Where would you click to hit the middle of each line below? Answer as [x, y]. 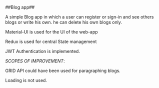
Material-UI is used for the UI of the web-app [52, 32]
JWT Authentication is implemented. [42, 51]
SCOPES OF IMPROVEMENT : [35, 61]
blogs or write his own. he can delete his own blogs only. [64, 22]
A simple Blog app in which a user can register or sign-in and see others [79, 17]
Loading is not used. [26, 80]
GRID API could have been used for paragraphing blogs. [63, 70]
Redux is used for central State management [51, 41]
